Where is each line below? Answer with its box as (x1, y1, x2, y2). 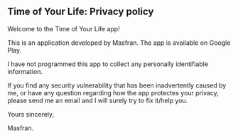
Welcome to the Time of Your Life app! (7, 24, 120, 33)
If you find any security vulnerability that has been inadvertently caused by (7, 81, 227, 90)
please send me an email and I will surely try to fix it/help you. (7, 96, 188, 105)
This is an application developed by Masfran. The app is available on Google (7, 38, 231, 47)
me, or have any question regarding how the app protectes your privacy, (7, 88, 219, 97)
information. (7, 67, 43, 75)
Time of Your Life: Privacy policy (7, 6, 154, 18)
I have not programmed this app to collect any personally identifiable (7, 60, 208, 68)
